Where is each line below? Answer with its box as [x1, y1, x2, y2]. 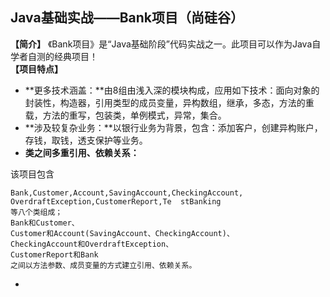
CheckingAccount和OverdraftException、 [10, 239, 174, 249]
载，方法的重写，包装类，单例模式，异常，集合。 [24, 109, 227, 121]
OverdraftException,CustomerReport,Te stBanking [10, 196, 222, 207]
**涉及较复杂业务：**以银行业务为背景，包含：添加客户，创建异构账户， [24, 121, 323, 133]
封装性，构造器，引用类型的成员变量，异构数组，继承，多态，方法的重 [24, 96, 315, 108]
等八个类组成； [10, 207, 63, 217]
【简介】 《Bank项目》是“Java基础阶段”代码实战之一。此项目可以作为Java [10, 38, 313, 50]
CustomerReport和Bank [10, 249, 99, 260]
